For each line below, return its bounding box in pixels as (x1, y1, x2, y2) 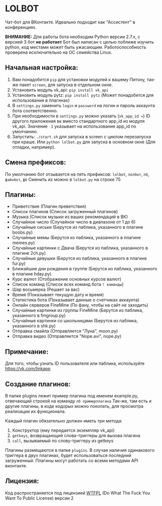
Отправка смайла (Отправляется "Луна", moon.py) (12, 328, 118, 334)
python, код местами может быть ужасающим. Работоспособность (5, 44, 146, 50)
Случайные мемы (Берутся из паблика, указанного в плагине (12, 235, 141, 241)
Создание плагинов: (5, 380, 71, 388)
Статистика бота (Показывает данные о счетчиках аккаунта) (12, 297, 140, 303)
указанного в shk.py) (12, 323, 56, 329)
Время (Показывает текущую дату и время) (12, 292, 104, 298)
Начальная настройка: (5, 64, 79, 72)
